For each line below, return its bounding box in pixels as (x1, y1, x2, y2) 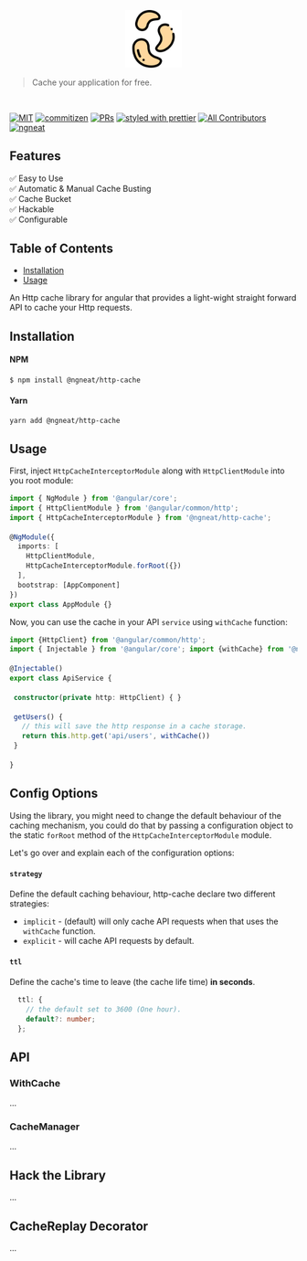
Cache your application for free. (31, 77, 153, 88)
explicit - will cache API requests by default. (22, 935, 195, 946)
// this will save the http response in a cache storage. (21, 722, 248, 731)
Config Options (9, 786, 99, 801)
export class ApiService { (9, 673, 112, 683)
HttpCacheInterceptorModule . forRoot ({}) (26, 561, 182, 571)
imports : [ (17, 542, 59, 551)
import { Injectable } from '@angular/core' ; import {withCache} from (9, 645, 284, 654)
